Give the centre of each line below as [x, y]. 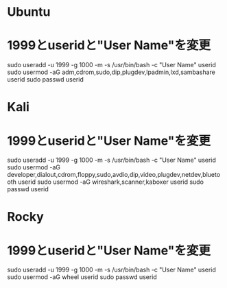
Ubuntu [29, 12]
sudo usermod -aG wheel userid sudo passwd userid [82, 277]
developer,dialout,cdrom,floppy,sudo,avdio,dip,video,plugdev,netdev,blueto [114, 175]
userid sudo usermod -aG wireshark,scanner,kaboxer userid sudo [111, 182]
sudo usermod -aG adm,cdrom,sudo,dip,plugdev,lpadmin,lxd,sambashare [111, 72]
